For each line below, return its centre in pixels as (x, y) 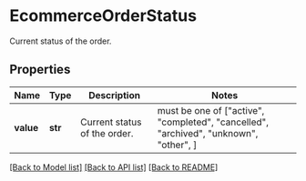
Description (114, 95)
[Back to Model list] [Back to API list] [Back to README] (114, 167)
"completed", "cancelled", (213, 122)
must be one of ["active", (211, 110)
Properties (40, 70)
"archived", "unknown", (208, 133)
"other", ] (177, 145)
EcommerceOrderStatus (103, 16)
